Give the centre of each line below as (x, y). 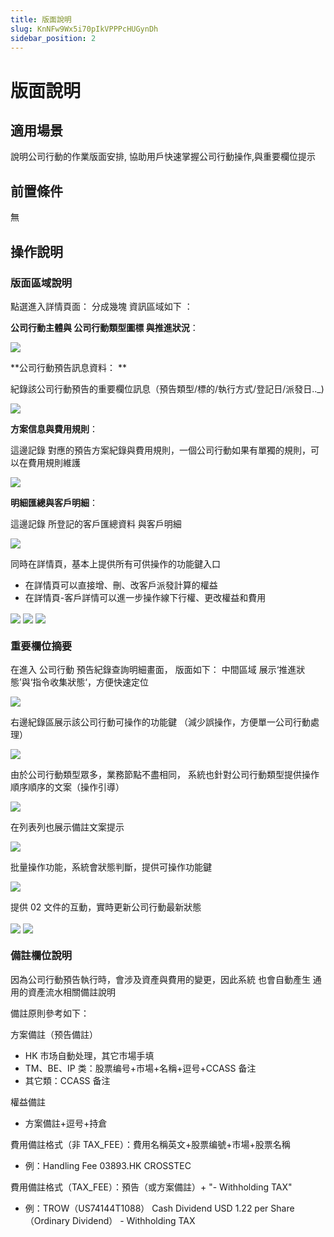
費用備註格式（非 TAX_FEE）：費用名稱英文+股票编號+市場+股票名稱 (150, 1144)
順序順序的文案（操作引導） (67, 787)
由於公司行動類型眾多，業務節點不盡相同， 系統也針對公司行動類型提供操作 (165, 775)
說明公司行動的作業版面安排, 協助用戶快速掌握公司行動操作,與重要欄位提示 (163, 157)
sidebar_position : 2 (53, 38)
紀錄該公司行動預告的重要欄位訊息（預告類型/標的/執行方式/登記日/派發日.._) (167, 388)
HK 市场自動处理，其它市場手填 (89, 1055)
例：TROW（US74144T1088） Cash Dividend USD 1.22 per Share (159, 1208)
